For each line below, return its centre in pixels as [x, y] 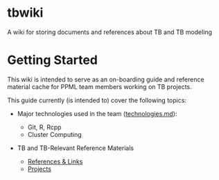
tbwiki [25, 13]
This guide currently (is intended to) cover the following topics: [97, 100]
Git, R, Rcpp [44, 127]
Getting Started [53, 60]
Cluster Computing [54, 134]
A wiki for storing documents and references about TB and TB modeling [110, 32]
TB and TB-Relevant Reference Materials [75, 148]
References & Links [55, 161]
